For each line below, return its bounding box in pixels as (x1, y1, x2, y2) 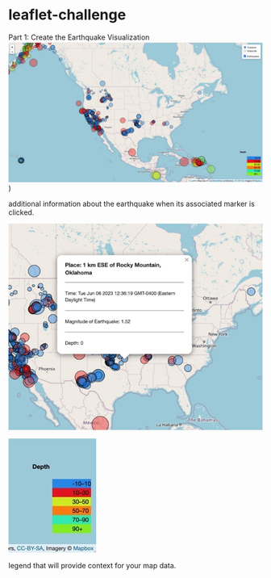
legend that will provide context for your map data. (8, 561, 177, 571)
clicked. (8, 207, 35, 217)
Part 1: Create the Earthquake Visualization (8, 32, 150, 42)
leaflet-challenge (8, 6, 127, 24)
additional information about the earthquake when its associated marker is (8, 199, 256, 208)
